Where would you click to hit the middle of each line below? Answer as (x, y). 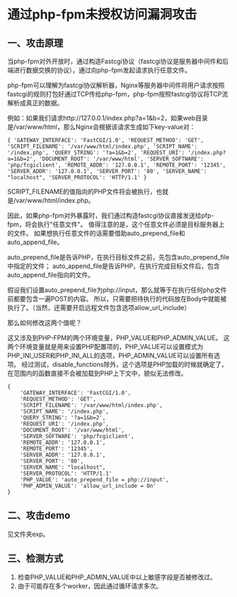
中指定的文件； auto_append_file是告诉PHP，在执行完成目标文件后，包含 (114, 266)
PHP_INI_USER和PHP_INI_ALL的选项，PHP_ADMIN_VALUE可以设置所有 (111, 356)
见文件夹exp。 (28, 534)
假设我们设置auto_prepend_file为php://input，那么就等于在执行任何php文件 (117, 290)
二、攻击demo (39, 516)
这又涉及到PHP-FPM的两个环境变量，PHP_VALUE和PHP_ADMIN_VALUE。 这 (118, 338)
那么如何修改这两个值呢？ (45, 323)
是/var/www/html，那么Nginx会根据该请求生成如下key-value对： (102, 127)
